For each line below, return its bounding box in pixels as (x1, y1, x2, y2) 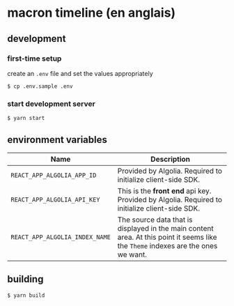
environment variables (7, 134, 108, 146)
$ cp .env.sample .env (7, 82, 73, 90)
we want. (117, 250, 148, 259)
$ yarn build (7, 291, 45, 299)
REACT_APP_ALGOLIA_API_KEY (10, 195, 100, 204)
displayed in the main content (117, 223, 214, 233)
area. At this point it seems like (117, 232, 217, 242)
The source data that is (117, 215, 193, 224)
